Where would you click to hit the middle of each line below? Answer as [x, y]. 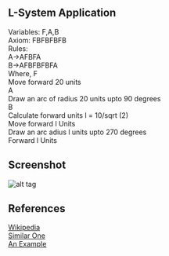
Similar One [27, 236]
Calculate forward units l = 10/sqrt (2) [68, 115]
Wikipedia [24, 228]
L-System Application [62, 13]
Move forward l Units [42, 123]
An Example [27, 244]
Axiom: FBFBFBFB [38, 40]
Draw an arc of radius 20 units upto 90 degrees [84, 98]
